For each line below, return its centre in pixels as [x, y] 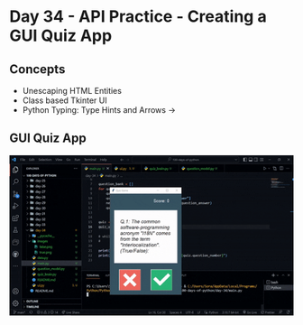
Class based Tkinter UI [64, 100]
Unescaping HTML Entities [72, 91]
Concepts [37, 69]
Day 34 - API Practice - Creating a [138, 17]
